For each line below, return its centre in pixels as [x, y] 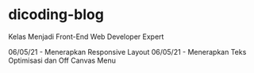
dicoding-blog [56, 15]
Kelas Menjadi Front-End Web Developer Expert [86, 36]
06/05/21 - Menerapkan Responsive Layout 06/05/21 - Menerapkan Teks [127, 52]
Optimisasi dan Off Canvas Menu [62, 60]
